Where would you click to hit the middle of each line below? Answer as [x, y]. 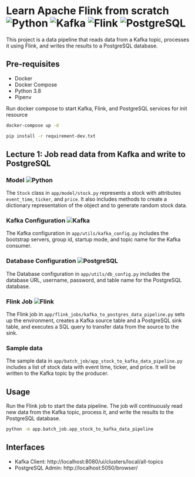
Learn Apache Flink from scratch [88, 11]
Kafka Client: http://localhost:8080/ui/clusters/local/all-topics [89, 461]
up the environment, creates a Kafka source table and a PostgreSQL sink [94, 320]
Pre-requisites [33, 64]
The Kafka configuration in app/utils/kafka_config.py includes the [88, 234]
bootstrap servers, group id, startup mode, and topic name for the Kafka [93, 239]
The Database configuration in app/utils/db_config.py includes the [88, 273]
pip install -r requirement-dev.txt [51, 136]
